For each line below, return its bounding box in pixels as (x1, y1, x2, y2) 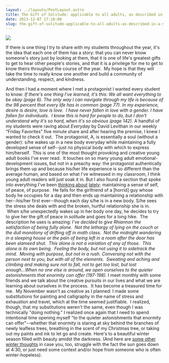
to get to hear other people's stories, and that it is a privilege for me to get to (5, 61, 163, 67)
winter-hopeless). (5, 352, 42, 358)
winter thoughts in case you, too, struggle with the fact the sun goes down (5, 341, 159, 347)
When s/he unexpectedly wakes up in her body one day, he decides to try (6, 208, 159, 214)
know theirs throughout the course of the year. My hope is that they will (5, 66, 154, 72)
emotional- (135, 155, 158, 161)
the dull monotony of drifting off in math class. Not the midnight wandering (5, 230, 161, 236)
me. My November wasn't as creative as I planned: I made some (5, 288, 139, 294)
